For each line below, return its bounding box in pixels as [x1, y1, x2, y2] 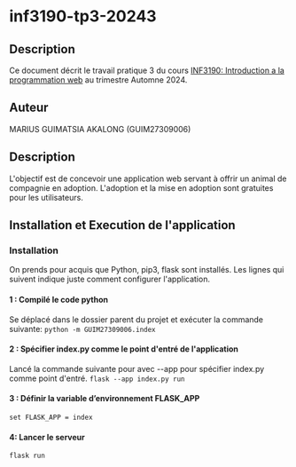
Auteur [9, 100, 49, 115]
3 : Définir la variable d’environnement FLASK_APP [9, 393, 200, 404]
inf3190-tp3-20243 [9, 6, 157, 27]
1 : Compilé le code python [9, 294, 109, 305]
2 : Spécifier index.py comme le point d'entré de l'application [9, 344, 239, 354]
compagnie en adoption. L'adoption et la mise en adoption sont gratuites [9, 182, 274, 193]
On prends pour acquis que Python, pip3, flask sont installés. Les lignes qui [9, 265, 284, 275]
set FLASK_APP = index [9, 413, 93, 422]
